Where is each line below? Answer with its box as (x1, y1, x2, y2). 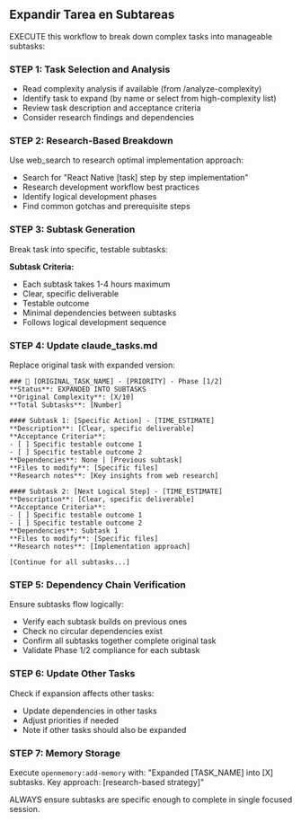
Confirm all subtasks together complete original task (22, 635, 217, 646)
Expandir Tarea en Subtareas (9, 7, 175, 22)
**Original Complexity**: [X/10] (9, 393, 135, 402)
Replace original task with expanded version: (9, 359, 175, 370)
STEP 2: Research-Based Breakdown (9, 135, 173, 147)
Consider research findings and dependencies (22, 112, 195, 123)
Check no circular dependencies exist (22, 626, 164, 637)
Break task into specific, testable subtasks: (9, 243, 168, 254)
